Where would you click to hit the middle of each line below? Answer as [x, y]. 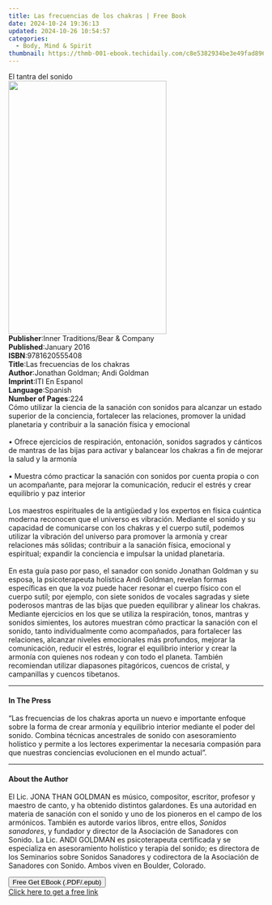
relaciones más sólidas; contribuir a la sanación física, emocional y [120, 545]
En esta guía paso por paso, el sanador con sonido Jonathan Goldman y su [134, 571]
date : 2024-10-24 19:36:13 [54, 23]
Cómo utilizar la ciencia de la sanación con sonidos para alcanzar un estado [135, 407]
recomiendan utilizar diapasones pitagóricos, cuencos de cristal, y [119, 666]
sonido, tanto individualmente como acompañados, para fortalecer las [125, 631]
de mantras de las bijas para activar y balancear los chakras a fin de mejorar [136, 450]
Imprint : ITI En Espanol [46, 381]
